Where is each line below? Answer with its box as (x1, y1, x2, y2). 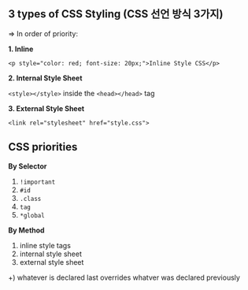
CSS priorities (8, 140, 78, 154)
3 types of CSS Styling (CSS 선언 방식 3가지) (8, 7, 224, 21)
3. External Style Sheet (8, 103, 85, 113)
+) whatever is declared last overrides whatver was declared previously (8, 273, 240, 282)
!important (19, 178, 56, 186)
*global (19, 211, 45, 219)
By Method (8, 225, 45, 235)
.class (19, 195, 42, 203)
